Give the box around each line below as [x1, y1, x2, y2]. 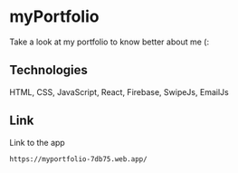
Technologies [9, 62, 89, 78]
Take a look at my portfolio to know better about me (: [9, 36, 210, 47]
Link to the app [9, 137, 65, 148]
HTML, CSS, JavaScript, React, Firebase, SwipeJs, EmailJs [9, 86, 229, 97]
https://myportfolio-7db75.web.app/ [9, 154, 148, 164]
